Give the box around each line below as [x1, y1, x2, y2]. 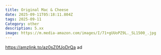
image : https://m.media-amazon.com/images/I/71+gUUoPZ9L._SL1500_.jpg [5, 30, 156, 35]
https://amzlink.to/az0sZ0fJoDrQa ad [5, 44, 83, 50]
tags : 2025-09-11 [5, 16, 42, 21]
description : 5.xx [5, 26, 44, 31]
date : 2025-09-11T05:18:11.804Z [5, 12, 73, 17]
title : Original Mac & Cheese [5, 7, 69, 12]
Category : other [5, 21, 39, 26]
